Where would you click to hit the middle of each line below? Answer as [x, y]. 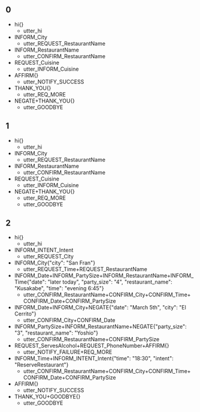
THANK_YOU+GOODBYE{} [47, 397]
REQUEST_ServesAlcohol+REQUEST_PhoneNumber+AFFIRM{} [92, 346]
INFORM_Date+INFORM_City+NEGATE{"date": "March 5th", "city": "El [100, 308]
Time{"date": [30, 282]
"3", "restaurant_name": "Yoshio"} [56, 333]
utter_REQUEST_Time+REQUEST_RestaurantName [85, 269]
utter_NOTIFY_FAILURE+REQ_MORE [68, 352]
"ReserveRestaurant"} [41, 365]
